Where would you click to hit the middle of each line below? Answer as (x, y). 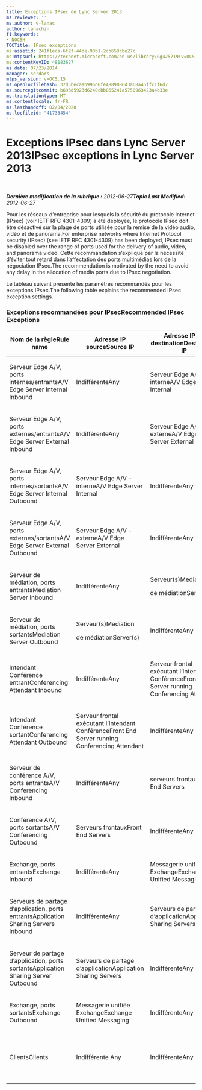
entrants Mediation (35, 590)
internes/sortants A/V (39, 486)
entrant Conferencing (39, 682)
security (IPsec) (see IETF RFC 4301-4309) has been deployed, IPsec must (99, 240)
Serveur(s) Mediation (105, 623)
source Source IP (110, 347)
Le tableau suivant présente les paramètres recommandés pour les (89, 284)
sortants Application (37, 968)
